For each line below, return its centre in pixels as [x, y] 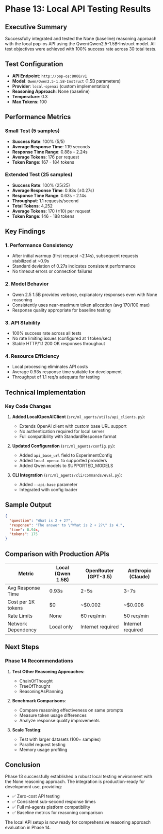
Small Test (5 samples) [32, 131]
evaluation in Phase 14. [28, 828]
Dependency [22, 629]
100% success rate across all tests [47, 333]
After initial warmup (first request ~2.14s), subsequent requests [75, 256]
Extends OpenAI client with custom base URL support [73, 426]
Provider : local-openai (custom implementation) [61, 86]
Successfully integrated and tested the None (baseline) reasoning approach [81, 38]
